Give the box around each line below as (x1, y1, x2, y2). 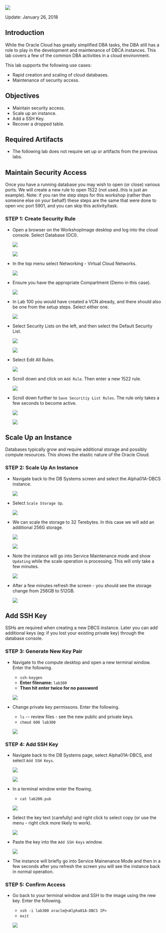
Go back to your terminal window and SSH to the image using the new (12, 893, 156, 899)
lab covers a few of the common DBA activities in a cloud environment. (5, 52, 150, 58)
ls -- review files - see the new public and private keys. (19, 714, 134, 720)
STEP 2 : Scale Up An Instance (5, 464, 79, 471)
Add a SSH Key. (12, 115, 45, 121)
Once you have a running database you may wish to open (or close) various (5, 181, 160, 187)
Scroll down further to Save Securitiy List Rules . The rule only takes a (12, 395, 160, 401)
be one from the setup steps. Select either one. (12, 304, 109, 310)
